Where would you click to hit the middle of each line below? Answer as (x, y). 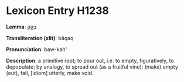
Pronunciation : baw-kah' (37, 49)
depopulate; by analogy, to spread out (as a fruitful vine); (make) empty (92, 67)
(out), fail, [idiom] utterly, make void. (50, 73)
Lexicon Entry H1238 (58, 11)
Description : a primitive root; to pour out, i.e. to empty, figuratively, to (90, 60)
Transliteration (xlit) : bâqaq (40, 38)
